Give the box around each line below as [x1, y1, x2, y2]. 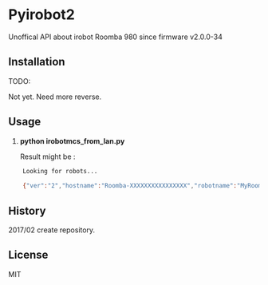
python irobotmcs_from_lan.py [19, 136, 125, 145]
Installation [8, 55, 65, 69]
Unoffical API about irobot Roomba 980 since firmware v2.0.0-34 [8, 32, 223, 42]
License [8, 248, 49, 262]
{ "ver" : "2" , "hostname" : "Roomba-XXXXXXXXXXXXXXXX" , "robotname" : [22, 182, 238, 190]
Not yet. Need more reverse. [8, 92, 102, 101]
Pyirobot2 [8, 6, 76, 24]
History [8, 204, 46, 217]
